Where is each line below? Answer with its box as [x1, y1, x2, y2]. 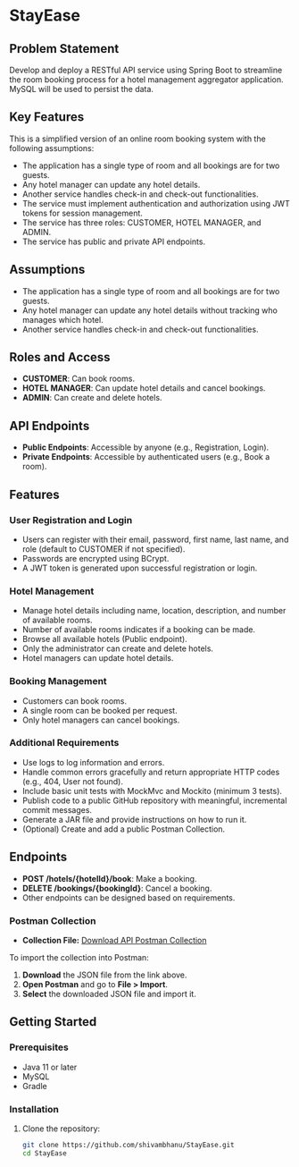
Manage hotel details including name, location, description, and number [21, 605, 287, 616]
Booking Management [9, 675, 107, 688]
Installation [9, 1103, 60, 1115]
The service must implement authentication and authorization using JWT [21, 198, 290, 208]
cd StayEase [21, 1148, 67, 1158]
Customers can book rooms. [21, 695, 128, 706]
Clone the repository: [21, 1123, 101, 1134]
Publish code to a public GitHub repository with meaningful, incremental [21, 795, 287, 806]
